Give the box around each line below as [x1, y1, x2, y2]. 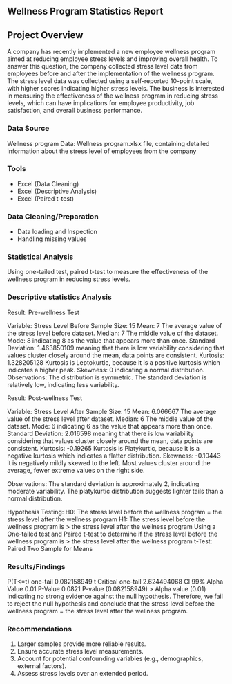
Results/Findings [7, 561, 66, 571]
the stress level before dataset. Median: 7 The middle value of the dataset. [7, 329, 219, 337]
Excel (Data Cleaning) [17, 179, 79, 188]
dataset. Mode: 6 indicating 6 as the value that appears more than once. [7, 422, 213, 430]
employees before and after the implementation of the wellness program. [7, 69, 215, 78]
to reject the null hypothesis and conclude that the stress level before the [7, 599, 215, 608]
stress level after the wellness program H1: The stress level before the [7, 515, 206, 523]
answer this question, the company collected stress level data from [7, 62, 198, 71]
